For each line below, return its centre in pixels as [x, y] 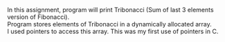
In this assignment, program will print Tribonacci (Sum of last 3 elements [110, 10]
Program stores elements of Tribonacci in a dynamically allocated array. [110, 24]
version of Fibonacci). [38, 17]
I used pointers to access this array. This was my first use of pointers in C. [113, 31]
